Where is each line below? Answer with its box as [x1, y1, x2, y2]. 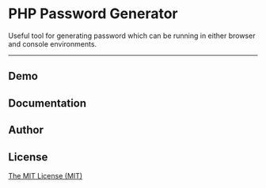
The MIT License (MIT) [8, 171, 83, 180]
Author [8, 123, 44, 137]
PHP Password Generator [8, 5, 178, 23]
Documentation [8, 96, 87, 110]
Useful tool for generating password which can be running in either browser [8, 31, 256, 40]
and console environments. [8, 39, 97, 48]
